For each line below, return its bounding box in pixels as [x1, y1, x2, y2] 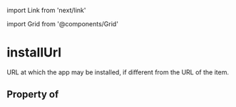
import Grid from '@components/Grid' [6, 20, 119, 28]
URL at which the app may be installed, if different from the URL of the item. [6, 67, 230, 77]
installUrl [6, 45, 62, 61]
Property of [6, 89, 59, 101]
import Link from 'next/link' [6, 6, 86, 14]
